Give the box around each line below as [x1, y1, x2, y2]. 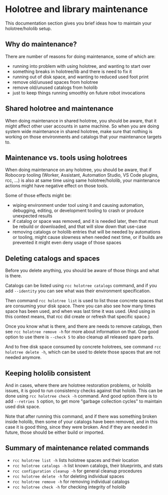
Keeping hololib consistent [5, 369, 91, 378]
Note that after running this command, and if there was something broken [5, 413, 157, 419]
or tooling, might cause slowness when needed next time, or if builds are [12, 234, 163, 240]
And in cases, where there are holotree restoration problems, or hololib [5, 383, 151, 388]
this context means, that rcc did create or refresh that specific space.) [5, 314, 150, 320]
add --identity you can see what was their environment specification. [5, 288, 151, 294]
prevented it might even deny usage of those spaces [12, 239, 121, 245]
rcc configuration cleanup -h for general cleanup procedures [12, 468, 142, 474]
